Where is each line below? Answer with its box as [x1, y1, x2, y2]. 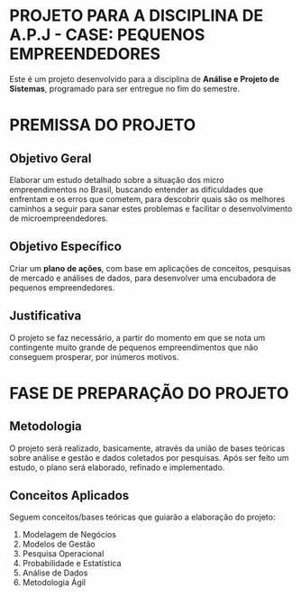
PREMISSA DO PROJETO [9, 115, 196, 135]
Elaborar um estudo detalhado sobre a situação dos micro [9, 174, 224, 185]
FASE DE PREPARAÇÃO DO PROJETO [9, 382, 289, 403]
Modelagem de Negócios [22, 529, 117, 540]
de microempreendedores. [9, 213, 108, 224]
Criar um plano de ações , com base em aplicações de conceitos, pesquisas [9, 262, 291, 273]
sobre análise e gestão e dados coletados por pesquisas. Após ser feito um [9, 452, 289, 463]
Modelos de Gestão [22, 538, 96, 550]
